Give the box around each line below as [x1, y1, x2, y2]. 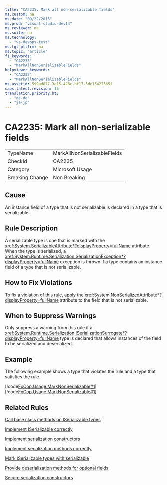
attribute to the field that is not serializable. [59, 297, 148, 303]
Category [7, 166, 30, 173]
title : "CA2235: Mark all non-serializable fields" [5, 7, 115, 12]
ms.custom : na [5, 12, 35, 17]
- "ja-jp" [9, 100, 30, 105]
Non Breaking [53, 174, 85, 181]
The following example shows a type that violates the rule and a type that [5, 368, 156, 375]
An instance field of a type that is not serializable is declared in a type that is [5, 204, 162, 210]
